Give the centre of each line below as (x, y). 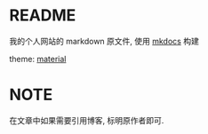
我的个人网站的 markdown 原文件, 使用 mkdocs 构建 (104, 41)
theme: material (38, 59)
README (43, 16)
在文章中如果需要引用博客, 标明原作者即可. (87, 120)
